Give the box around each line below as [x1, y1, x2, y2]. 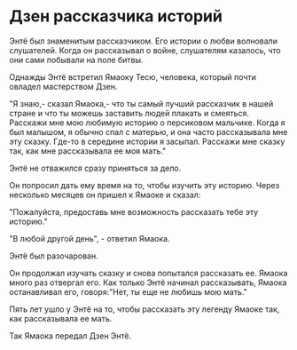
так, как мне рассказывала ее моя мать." [9, 145, 167, 156]
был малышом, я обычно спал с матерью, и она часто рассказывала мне [9, 126, 288, 137]
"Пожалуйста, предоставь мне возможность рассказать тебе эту [9, 206, 259, 217]
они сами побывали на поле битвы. [9, 54, 144, 65]
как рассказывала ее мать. [9, 313, 113, 323]
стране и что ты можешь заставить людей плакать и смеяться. [9, 107, 250, 118]
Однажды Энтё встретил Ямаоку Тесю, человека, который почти [9, 71, 257, 82]
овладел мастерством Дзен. [9, 81, 118, 91]
